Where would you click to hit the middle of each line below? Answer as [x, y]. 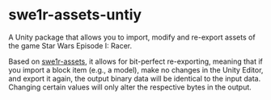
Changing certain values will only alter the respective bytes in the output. [130, 87]
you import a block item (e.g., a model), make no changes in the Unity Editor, [136, 69]
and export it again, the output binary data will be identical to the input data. [135, 78]
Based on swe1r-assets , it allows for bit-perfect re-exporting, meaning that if [135, 61]
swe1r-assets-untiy [75, 15]
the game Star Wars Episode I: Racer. [70, 45]
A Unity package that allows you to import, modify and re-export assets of [132, 37]
